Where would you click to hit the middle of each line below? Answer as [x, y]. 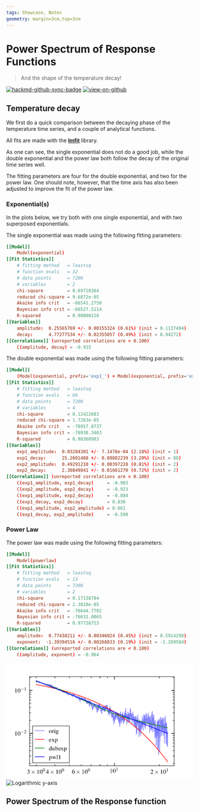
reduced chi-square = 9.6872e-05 [58, 297]
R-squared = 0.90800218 [58, 316]
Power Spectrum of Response [81, 49]
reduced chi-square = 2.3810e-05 [58, 604]
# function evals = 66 [47, 395]
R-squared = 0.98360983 [58, 439]
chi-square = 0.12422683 [58, 414]
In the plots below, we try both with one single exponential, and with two [94, 217]
